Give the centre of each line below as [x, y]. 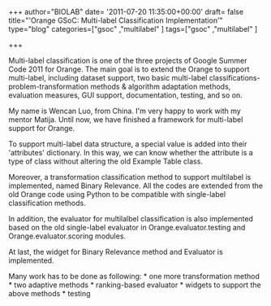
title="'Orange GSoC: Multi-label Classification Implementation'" [116, 20]
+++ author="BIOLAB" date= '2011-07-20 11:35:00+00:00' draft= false [126, 12]
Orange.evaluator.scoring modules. [67, 236]
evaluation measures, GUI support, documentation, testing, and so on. [126, 95]
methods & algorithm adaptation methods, [161, 86]
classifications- [235, 78]
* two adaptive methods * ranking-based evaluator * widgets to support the [135, 285]
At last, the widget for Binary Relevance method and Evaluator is [116, 252]
